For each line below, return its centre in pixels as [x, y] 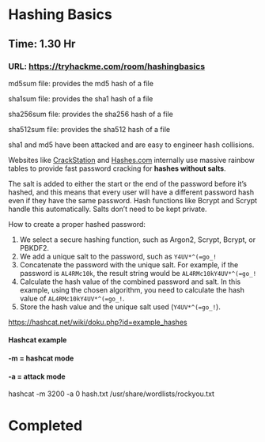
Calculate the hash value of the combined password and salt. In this [130, 281]
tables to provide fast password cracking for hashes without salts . [117, 168]
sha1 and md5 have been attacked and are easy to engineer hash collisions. [131, 145]
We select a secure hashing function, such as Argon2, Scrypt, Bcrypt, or [137, 240]
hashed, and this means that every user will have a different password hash [131, 192]
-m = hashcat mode [41, 358]
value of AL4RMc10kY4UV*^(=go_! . [72, 298]
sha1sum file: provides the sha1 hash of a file [81, 98]
